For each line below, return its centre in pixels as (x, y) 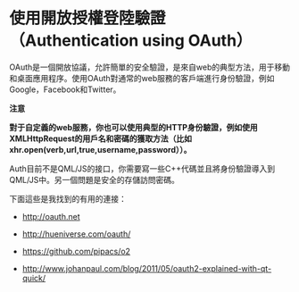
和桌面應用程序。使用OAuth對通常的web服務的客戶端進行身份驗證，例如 (142, 78)
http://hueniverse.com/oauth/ (76, 234)
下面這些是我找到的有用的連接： (68, 198)
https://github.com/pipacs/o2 (76, 251)
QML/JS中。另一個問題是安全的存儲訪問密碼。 (95, 179)
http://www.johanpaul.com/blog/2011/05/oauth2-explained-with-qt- (147, 268)
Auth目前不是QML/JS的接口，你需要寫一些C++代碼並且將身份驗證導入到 (142, 168)
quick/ (34, 278)
